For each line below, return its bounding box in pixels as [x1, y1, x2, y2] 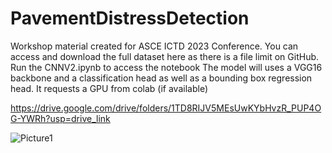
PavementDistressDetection [10, 7, 250, 30]
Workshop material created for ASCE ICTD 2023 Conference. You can [10, 40, 299, 52]
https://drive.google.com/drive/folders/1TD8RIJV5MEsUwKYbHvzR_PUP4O [10, 102, 322, 114]
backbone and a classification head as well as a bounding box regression [10, 72, 313, 84]
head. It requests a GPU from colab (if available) [10, 82, 208, 94]
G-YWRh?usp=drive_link [10, 112, 111, 124]
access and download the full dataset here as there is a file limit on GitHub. [10, 50, 320, 62]
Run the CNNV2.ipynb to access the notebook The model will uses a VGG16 [10, 61, 323, 73]
